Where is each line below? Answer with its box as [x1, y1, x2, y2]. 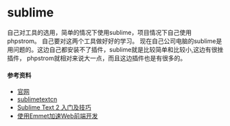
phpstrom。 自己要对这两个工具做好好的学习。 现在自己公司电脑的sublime [7, 36, 216, 45]
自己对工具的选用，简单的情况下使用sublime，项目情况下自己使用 [7, 28, 192, 36]
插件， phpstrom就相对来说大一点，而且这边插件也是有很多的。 [7, 53, 187, 62]
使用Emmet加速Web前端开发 [16, 112, 98, 121]
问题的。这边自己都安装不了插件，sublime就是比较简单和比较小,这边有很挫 [12, 45, 224, 53]
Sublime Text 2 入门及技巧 [16, 103, 91, 112]
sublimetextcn [16, 95, 58, 103]
